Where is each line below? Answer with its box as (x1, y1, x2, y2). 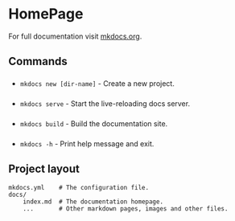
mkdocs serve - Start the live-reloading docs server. (19, 99, 191, 108)
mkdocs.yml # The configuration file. (8, 183, 150, 191)
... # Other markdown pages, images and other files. (23, 204, 229, 213)
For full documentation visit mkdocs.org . (8, 31, 142, 41)
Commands (8, 55, 68, 68)
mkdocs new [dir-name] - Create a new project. (19, 79, 175, 88)
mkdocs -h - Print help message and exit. (19, 139, 155, 149)
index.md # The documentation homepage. (23, 198, 163, 206)
